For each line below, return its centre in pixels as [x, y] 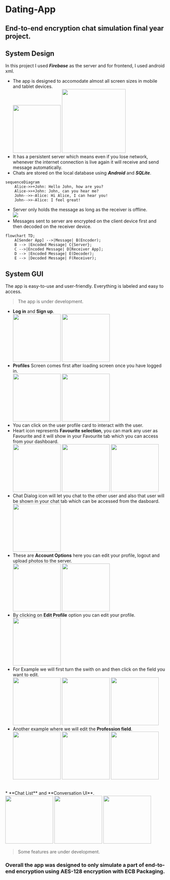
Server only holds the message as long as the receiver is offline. [80, 210]
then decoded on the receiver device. [52, 227]
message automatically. [37, 167]
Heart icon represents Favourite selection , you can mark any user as [85, 431]
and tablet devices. [33, 87]
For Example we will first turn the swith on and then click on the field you [89, 669]
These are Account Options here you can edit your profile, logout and [86, 555]
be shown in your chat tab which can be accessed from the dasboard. [86, 501]
